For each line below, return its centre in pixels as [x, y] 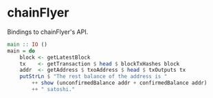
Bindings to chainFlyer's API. [48, 32]
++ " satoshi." [54, 90]
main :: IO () [27, 44]
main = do [21, 51]
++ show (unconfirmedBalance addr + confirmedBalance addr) [120, 83]
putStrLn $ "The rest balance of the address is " [93, 77]
